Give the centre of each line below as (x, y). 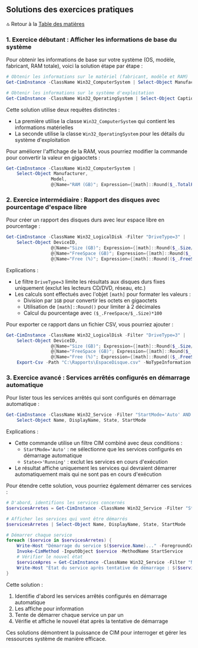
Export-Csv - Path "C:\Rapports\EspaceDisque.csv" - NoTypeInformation (104, 363)
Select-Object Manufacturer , (52, 174)
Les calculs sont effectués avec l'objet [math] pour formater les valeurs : (103, 294)
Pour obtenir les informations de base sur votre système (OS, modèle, (91, 60)
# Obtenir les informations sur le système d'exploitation (80, 93)
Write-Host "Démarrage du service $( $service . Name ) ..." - (89, 546)
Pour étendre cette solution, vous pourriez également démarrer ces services (99, 486)
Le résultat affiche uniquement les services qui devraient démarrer (95, 468)
